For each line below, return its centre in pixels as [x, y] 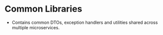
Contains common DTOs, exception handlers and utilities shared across [85, 22]
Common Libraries [44, 9]
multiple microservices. [36, 27]
